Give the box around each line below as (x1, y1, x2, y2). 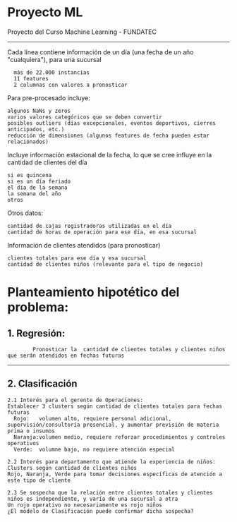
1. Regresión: (7, 327, 66, 339)
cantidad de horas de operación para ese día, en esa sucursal (7, 229, 197, 236)
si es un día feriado (7, 178, 71, 185)
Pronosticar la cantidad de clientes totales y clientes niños (32, 346, 226, 353)
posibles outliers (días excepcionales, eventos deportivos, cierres (7, 119, 217, 127)
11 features (13, 75, 49, 82)
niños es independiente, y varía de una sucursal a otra (7, 495, 178, 502)
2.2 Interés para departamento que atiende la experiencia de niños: (7, 458, 217, 466)
